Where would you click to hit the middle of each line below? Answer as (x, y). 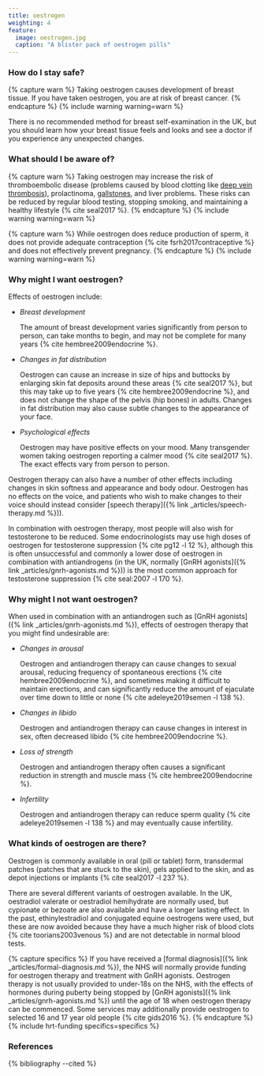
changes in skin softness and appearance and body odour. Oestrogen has (128, 488)
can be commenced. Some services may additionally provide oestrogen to (129, 1009)
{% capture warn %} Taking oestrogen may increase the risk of (111, 176)
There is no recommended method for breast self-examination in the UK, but (132, 122)
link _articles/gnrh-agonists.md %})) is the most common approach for (123, 571)
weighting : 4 (30, 23)
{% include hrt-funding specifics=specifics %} (84, 1025)
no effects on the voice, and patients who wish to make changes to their (125, 496)
